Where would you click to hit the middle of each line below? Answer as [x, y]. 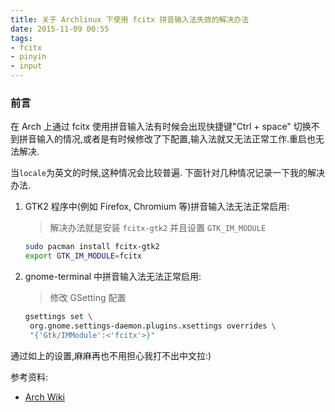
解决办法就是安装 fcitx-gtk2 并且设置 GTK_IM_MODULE [158, 228]
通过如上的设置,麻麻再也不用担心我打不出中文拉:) [111, 355]
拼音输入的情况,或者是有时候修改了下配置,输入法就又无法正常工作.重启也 [167, 139]
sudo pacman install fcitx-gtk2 [92, 247]
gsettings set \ [58, 317]
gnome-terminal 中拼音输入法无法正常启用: [113, 277]
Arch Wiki [44, 397]
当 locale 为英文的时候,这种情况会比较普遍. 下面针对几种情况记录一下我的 [159, 173]
